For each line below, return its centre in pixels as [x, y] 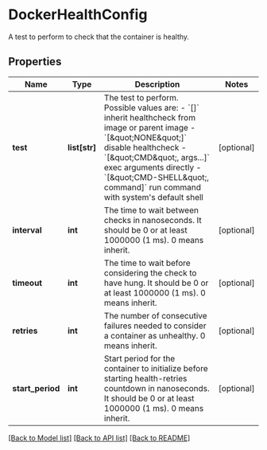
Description [157, 84]
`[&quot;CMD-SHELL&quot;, [156, 177]
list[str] [82, 147]
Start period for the [139, 358]
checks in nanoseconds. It [153, 220]
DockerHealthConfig [78, 15]
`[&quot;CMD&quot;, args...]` [157, 157]
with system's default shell [154, 197]
